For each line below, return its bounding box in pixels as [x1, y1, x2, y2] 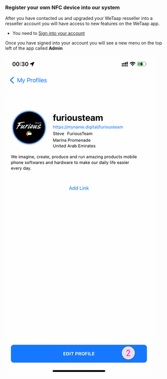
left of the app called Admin [5, 45, 63, 51]
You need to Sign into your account [12, 30, 85, 36]
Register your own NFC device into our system [5, 4, 120, 11]
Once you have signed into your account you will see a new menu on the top [5, 40, 163, 46]
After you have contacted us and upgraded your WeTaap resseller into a [5, 15, 153, 21]
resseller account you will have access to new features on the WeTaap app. [5, 20, 160, 26]
